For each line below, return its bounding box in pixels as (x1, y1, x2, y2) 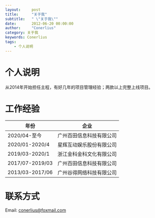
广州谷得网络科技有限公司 (57, 169, 117, 176)
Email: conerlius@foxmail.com (5, 207, 66, 213)
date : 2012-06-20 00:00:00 (5, 21, 74, 26)
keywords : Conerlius (5, 35, 48, 40)
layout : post (5, 7, 41, 12)
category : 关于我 (5, 30, 38, 35)
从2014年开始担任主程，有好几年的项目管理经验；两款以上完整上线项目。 (5, 84, 154, 90)
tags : (5, 40, 16, 44)
